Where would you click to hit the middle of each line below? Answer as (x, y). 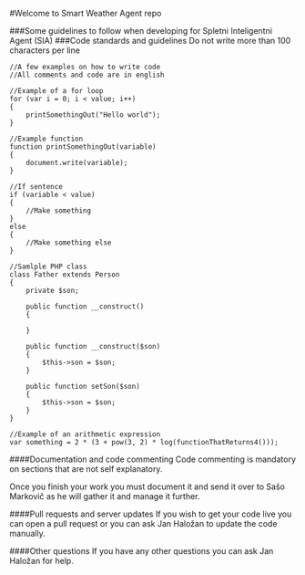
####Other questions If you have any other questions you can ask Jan (142, 551)
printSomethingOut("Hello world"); (93, 115)
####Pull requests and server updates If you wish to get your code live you (151, 514)
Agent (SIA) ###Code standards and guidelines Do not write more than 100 (150, 41)
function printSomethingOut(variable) (83, 147)
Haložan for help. (42, 561)
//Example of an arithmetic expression (85, 434)
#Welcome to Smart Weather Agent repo (86, 13)
